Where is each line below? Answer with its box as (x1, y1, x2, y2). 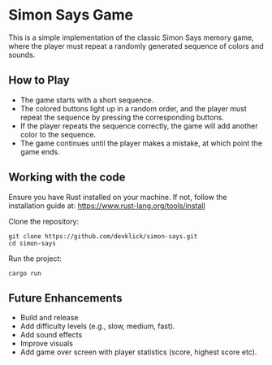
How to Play (8, 73, 71, 87)
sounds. (8, 50, 36, 59)
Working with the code (8, 171, 126, 185)
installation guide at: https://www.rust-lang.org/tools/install (8, 201, 205, 211)
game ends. (19, 146, 61, 156)
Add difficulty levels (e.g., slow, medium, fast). (19, 321, 175, 331)
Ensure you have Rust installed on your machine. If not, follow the (8, 192, 227, 202)
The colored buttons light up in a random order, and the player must (19, 103, 248, 113)
